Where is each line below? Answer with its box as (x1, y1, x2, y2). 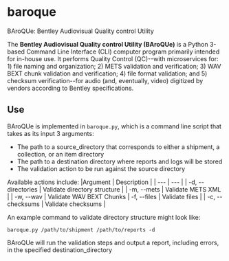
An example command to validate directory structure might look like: (7, 213, 201, 221)
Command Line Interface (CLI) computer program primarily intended (26, 47, 220, 56)
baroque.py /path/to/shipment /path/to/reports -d (7, 226, 155, 234)
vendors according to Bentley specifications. (7, 84, 134, 92)
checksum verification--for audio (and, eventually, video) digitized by (7, 76, 204, 84)
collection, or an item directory (17, 150, 105, 158)
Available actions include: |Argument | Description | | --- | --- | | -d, (7, 178, 197, 186)
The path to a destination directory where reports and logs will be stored (17, 157, 223, 166)
